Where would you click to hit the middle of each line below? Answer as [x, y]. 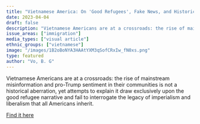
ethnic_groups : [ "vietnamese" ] [45, 45]
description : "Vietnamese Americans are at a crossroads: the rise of [96, 28]
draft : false [22, 23]
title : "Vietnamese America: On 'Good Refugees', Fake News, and [89, 12]
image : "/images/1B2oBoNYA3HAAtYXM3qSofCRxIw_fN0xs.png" [78, 50]
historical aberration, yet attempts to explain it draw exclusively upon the [95, 91]
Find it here [20, 115]
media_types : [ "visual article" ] [48, 39]
